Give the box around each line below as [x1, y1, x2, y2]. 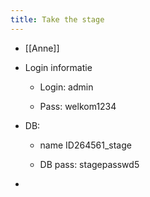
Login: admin [39, 81, 94, 93]
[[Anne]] [24, 42, 60, 54]
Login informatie [24, 61, 93, 73]
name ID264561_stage [39, 139, 132, 151]
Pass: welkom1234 [39, 100, 117, 112]
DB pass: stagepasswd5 [39, 158, 140, 170]
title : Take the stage [10, 14, 105, 25]
